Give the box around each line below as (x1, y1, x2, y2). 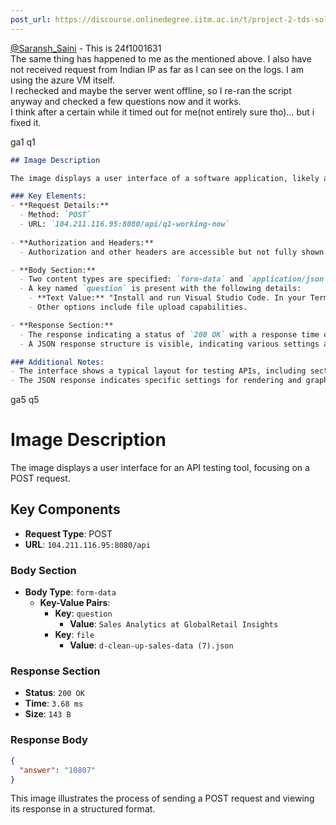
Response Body (10, 733, 88, 747)
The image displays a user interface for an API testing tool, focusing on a (10, 462, 310, 474)
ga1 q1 (10, 136, 36, 148)
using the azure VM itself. (10, 74, 116, 86)
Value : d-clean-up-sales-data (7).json (69, 639, 234, 651)
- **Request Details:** (10, 201, 110, 211)
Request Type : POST (24, 527, 113, 540)
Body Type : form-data (24, 586, 117, 598)
